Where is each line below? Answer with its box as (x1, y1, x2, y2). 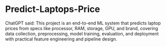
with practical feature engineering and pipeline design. (5, 36, 118, 42)
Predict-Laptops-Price (5, 3, 100, 15)
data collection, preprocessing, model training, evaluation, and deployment (5, 30, 159, 36)
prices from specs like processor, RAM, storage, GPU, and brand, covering (5, 25, 159, 31)
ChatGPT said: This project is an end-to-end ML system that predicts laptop (5, 20, 161, 26)
